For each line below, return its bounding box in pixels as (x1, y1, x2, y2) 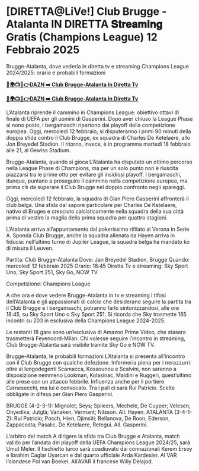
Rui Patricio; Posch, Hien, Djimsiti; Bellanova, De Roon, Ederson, (14, 415, 171, 422)
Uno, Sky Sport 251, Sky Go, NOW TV (6, 268, 98, 275)
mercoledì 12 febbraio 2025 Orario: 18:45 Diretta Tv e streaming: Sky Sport (6, 262, 188, 269)
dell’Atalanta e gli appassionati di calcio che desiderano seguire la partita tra (6, 298, 191, 305)
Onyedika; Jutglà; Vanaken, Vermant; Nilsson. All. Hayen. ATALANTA (6, 408, 174, 415)
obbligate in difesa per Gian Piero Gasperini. (6, 390, 114, 397)
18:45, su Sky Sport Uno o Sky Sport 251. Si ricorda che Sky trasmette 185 (6, 310, 187, 318)
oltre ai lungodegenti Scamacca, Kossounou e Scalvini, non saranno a (6, 365, 176, 372)
